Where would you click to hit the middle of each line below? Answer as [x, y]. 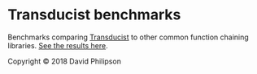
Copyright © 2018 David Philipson [64, 61]
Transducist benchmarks [94, 15]
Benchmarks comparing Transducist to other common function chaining [128, 37]
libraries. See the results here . [58, 45]
